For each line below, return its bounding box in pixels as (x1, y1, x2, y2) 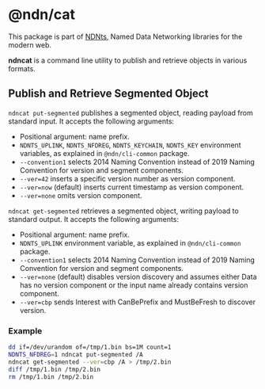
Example (8, 325, 43, 336)
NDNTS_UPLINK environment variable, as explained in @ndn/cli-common (19, 238, 241, 247)
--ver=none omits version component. (19, 190, 142, 200)
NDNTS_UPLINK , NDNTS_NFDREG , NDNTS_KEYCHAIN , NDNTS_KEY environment (19, 140, 241, 150)
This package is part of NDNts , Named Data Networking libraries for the (8, 32, 243, 41)
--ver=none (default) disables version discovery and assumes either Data (19, 272, 257, 281)
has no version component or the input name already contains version (19, 280, 248, 290)
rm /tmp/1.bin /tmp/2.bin (8, 372, 93, 381)
